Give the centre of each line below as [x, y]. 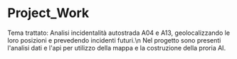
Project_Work [48, 13]
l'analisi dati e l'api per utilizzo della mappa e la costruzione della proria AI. [117, 48]
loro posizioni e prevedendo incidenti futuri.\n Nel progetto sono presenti [114, 40]
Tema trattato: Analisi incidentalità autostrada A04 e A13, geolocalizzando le [118, 33]
